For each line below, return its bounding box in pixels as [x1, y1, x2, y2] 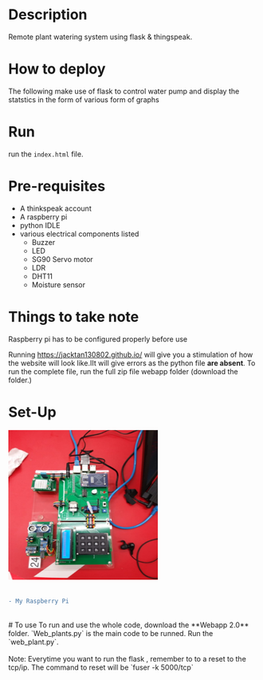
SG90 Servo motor [31, 254, 93, 264]
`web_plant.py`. [8, 637, 59, 646]
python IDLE [19, 220, 61, 230]
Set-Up [8, 403, 57, 421]
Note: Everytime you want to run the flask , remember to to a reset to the [8, 654, 247, 663]
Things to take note [8, 307, 139, 326]
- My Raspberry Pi [8, 597, 69, 605]
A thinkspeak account [19, 204, 92, 213]
